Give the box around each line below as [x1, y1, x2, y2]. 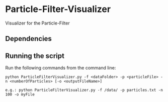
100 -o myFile [5, 92, 35, 97]
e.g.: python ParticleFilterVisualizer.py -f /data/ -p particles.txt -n [5, 87, 163, 93]
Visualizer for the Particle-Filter [5, 20, 70, 26]
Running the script [5, 51, 64, 60]
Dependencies [5, 34, 52, 43]
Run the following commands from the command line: [5, 65, 116, 71]
